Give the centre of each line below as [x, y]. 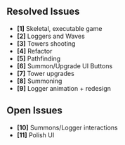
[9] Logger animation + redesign [64, 88]
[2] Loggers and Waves [51, 36]
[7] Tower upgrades [45, 73]
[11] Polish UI [35, 135]
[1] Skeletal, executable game [59, 28]
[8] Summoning [39, 81]
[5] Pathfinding [39, 58]
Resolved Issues [43, 12]
